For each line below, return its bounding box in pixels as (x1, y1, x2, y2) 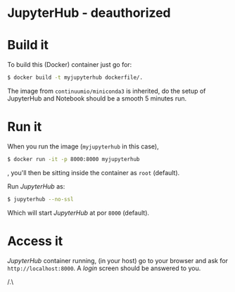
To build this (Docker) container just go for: (7, 61, 132, 69)
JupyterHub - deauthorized (7, 5, 171, 21)
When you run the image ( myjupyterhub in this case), (7, 142, 160, 151)
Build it (7, 37, 49, 53)
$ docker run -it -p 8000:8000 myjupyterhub (7, 155, 140, 163)
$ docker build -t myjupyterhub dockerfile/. (7, 74, 143, 82)
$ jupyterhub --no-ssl (7, 196, 74, 203)
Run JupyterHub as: (7, 182, 65, 191)
